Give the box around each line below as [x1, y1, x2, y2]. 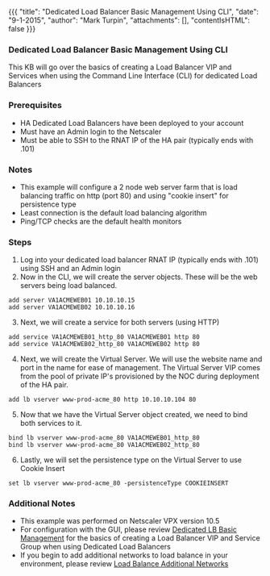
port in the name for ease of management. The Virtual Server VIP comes [19, 363, 260, 373]
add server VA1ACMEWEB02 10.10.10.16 [8, 303, 135, 311]
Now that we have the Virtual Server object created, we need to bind [19, 410, 248, 419]
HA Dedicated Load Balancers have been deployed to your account [19, 118, 244, 127]
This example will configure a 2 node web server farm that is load [19, 182, 238, 192]
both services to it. [19, 419, 83, 428]
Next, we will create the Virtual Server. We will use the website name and [19, 354, 263, 364]
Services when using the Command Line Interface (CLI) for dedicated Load [8, 71, 258, 81]
